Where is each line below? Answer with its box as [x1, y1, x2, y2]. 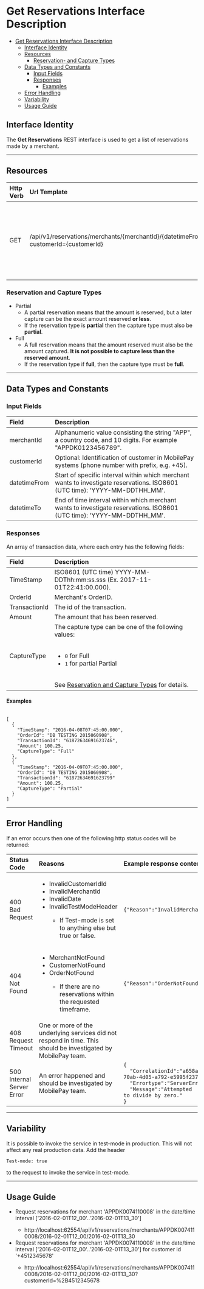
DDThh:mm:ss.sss [54, 575, 106, 584]
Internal [9, 1075, 32, 1083]
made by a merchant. [6, 142, 59, 150]
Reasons [38, 859, 65, 868]
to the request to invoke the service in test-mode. [6, 1168, 130, 1176]
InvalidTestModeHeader [49, 902, 118, 911]
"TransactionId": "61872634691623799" [17, 775, 115, 781]
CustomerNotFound [49, 961, 106, 969]
